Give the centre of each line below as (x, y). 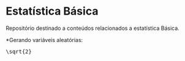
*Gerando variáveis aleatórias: (44, 40)
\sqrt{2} (19, 51)
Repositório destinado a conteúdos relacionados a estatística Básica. (93, 28)
